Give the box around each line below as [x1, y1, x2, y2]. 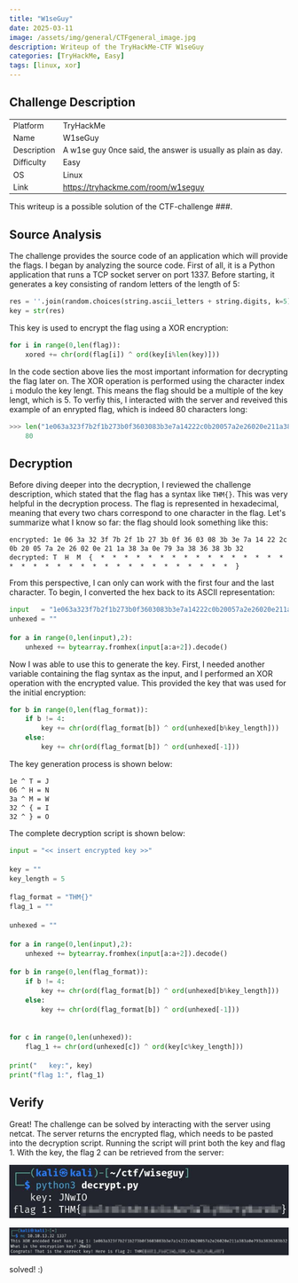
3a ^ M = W [9, 794, 50, 803]
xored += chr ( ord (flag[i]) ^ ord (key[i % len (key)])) [25, 350, 220, 359]
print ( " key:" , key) [9, 1061, 93, 1070]
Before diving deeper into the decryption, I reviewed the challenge [9, 480, 251, 490]
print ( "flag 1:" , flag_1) [9, 1070, 105, 1079]
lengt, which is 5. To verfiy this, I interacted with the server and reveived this [9, 395, 288, 405]
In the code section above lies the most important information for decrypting [9, 366, 288, 377]
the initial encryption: [9, 687, 87, 698]
